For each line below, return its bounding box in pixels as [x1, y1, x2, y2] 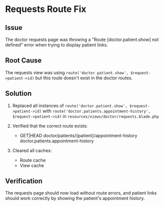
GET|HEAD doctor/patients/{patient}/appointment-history [19, 132, 138, 138]
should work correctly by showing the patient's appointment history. [5, 196, 145, 202]
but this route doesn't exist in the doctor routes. [35, 75, 133, 81]
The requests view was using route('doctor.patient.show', [5, 69, 129, 75]
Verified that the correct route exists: [12, 123, 88, 129]
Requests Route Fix [5, 3, 86, 15]
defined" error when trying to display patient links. [5, 42, 108, 48]
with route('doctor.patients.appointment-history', [42, 108, 151, 114]
